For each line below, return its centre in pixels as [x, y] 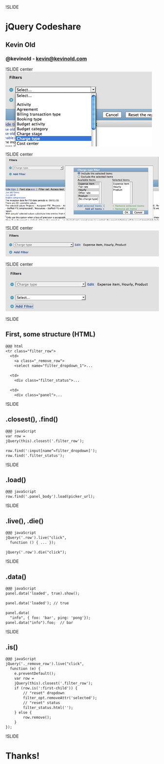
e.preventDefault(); [35, 673]
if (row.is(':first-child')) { [46, 688]
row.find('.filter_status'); [35, 455]
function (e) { [25, 668]
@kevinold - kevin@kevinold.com [46, 59]
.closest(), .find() [32, 420]
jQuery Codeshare [43, 27]
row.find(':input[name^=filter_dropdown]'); [51, 451]
